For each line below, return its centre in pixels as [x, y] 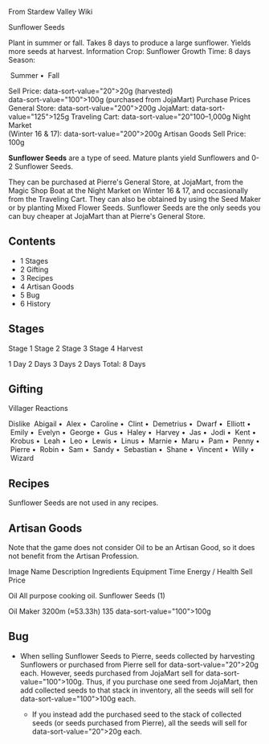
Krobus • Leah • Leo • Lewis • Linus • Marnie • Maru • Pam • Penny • [135, 441]
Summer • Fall [35, 75]
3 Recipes [37, 277]
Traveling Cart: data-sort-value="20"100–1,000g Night [161, 117]
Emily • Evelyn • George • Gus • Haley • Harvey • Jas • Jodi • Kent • [133, 433]
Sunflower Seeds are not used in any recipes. [84, 503]
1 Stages [34, 261]
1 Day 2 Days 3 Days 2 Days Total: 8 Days [77, 364]
